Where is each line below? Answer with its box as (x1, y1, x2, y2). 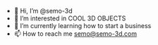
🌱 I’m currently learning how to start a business (13, 22, 152, 30)
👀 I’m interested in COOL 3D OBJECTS (13, 14, 126, 22)
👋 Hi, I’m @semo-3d (13, 7, 73, 15)
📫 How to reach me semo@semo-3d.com (13, 30, 138, 38)
